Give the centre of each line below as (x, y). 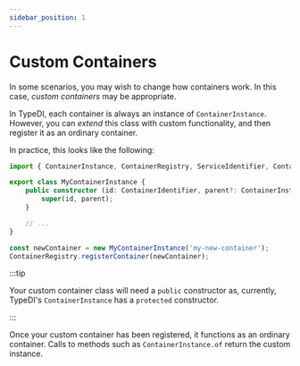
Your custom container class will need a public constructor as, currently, (143, 291)
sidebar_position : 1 (48, 17)
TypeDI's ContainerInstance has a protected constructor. (114, 300)
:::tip (17, 273)
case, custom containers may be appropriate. (93, 96)
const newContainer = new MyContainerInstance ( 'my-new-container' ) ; (139, 248)
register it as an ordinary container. (74, 132)
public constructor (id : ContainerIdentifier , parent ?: (132, 191)
